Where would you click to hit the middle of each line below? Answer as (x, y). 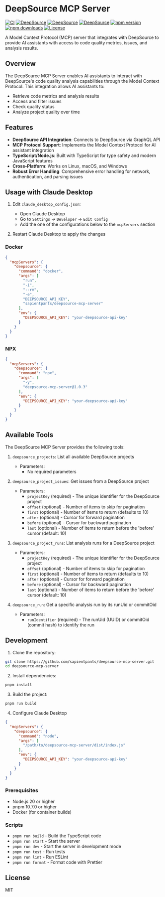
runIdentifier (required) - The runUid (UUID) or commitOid (88, 619)
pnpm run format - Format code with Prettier (57, 862)
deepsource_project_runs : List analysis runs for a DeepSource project (83, 543)
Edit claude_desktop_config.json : (46, 204)
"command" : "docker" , (41, 271)
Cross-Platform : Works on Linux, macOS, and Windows (70, 166)
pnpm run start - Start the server (46, 841)
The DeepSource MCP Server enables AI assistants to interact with (74, 76)
